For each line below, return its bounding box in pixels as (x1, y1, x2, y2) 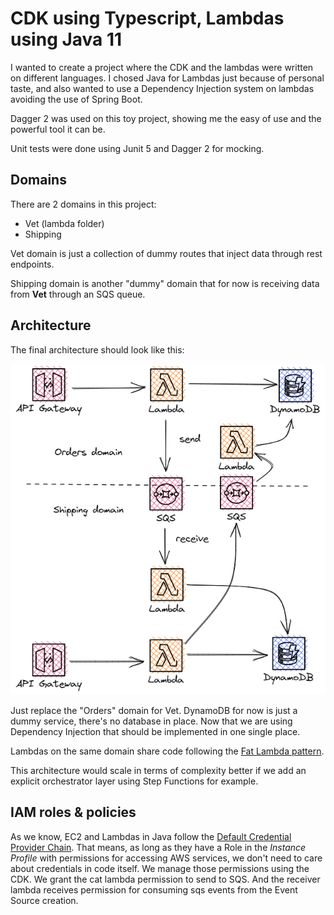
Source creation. (10, 894, 79, 906)
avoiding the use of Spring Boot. (10, 93, 143, 105)
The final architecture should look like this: (10, 343, 185, 356)
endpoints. (10, 258, 55, 270)
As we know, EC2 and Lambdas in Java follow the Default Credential (10, 830, 292, 842)
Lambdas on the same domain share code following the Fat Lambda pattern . (10, 745, 325, 757)
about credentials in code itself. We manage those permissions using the (10, 862, 310, 874)
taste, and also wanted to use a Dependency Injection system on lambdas (10, 82, 315, 94)
